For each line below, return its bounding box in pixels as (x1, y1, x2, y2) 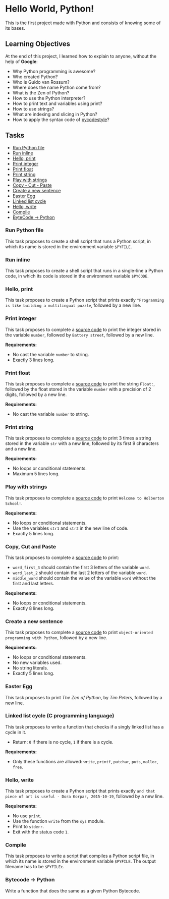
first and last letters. (12, 580, 54, 586)
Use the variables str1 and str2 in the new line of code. (12, 525, 129, 531)
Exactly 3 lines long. (12, 357, 54, 363)
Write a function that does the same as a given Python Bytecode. (5, 887, 140, 893)
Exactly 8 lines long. (12, 605, 54, 611)
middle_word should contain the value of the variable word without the (12, 575, 156, 581)
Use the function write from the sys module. (12, 818, 105, 824)
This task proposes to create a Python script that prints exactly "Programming (5, 297, 164, 303)
